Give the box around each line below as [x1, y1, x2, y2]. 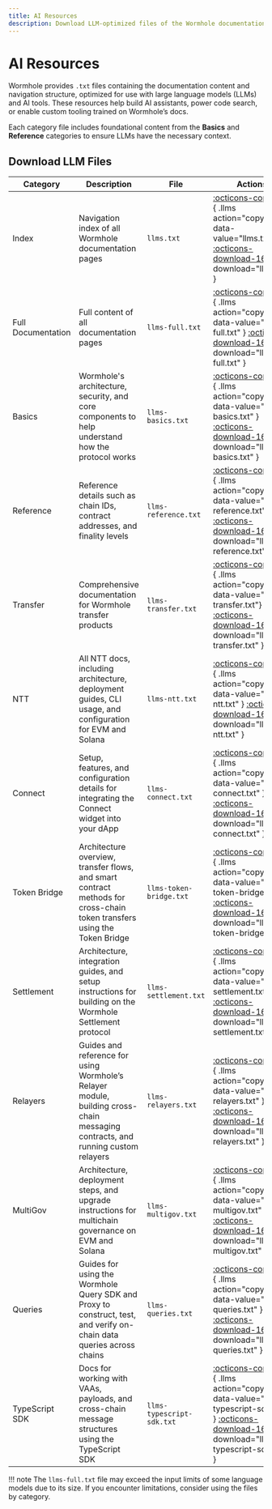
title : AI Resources [8, 11, 79, 20]
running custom [78, 1141, 139, 1153]
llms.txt [147, 234, 181, 243]
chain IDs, [78, 500, 117, 511]
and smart [78, 872, 117, 883]
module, [78, 1090, 110, 1102]
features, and [78, 762, 130, 774]
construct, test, [78, 1309, 136, 1320]
